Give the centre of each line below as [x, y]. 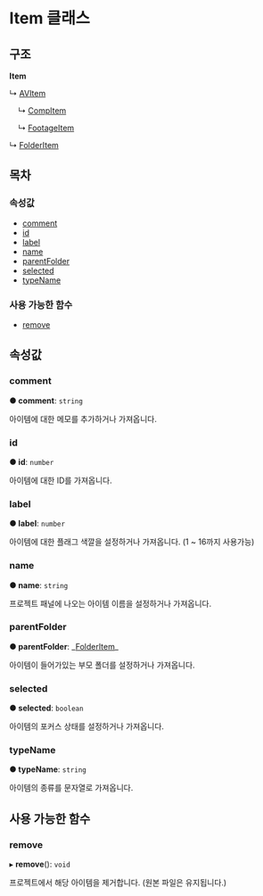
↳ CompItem [42, 111]
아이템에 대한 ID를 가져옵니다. [61, 480]
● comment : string [46, 400]
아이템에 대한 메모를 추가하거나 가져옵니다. [83, 419]
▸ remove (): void [40, 864]
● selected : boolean [46, 708]
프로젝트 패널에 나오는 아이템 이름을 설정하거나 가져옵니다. [111, 603]
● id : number [32, 461]
